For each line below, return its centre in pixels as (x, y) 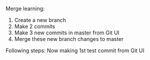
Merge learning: (25, 9)
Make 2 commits (35, 26)
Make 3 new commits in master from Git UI (67, 33)
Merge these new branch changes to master (69, 39)
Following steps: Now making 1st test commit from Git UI (75, 50)
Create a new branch (40, 20)
